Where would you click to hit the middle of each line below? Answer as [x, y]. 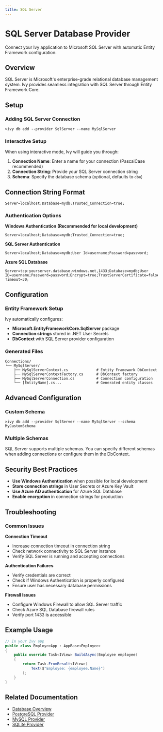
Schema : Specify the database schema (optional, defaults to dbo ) [77, 177]
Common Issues [25, 526]
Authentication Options [33, 216]
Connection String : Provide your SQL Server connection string [75, 172]
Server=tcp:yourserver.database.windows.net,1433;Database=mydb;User [77, 271]
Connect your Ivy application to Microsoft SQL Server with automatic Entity [80, 47]
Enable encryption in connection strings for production [67, 497]
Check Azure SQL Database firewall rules [53, 609]
